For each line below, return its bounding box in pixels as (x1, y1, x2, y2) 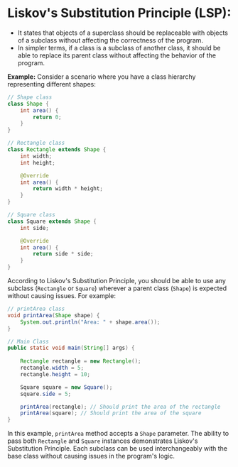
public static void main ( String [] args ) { (7, 344, 135, 352)
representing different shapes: (7, 79, 96, 88)
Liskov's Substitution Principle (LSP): (7, 5, 232, 21)
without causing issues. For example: (7, 292, 116, 300)
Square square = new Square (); (20, 383, 113, 391)
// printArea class (7, 305, 65, 313)
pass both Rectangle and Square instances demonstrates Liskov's (7, 436, 198, 445)
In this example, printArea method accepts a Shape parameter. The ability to (7, 429, 229, 438)
